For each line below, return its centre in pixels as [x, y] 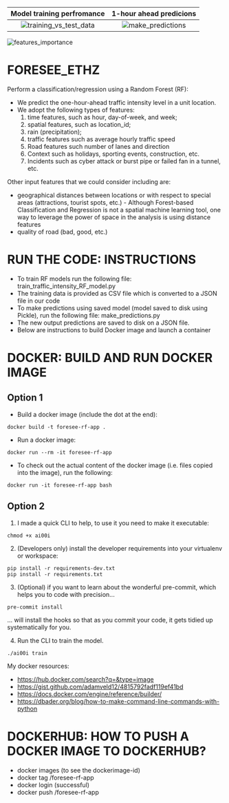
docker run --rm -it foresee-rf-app [59, 452]
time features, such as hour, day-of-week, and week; [102, 117]
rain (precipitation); [55, 132]
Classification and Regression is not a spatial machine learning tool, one [119, 210]
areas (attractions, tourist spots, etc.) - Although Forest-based [105, 202]
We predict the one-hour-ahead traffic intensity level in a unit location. [117, 102]
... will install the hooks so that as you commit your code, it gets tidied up [110, 620]
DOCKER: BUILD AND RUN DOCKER [110, 358]
